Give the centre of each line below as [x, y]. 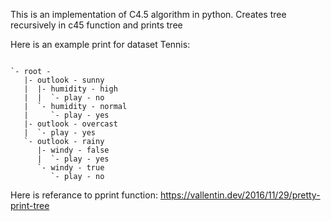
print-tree [30, 205]
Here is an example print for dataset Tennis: [100, 44]
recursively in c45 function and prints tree [96, 25]
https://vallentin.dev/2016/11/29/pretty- [240, 195]
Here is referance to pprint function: [84, 195]
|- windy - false [73, 150]
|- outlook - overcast [70, 124]
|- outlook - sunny [64, 80]
